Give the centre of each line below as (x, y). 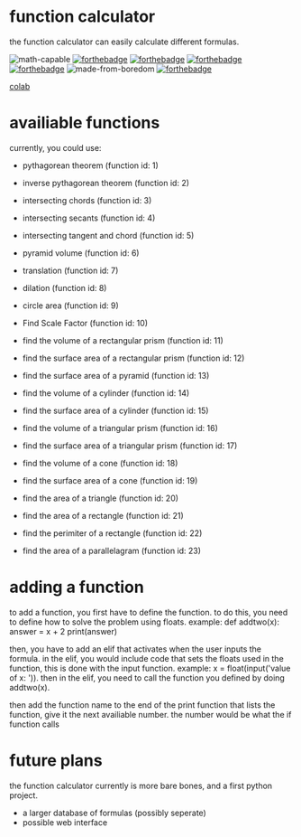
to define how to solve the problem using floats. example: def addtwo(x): (144, 622)
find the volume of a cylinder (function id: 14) (106, 393)
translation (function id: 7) (70, 270)
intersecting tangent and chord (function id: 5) (108, 235)
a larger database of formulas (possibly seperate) (114, 813)
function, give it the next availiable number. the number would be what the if (150, 714)
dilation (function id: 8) (64, 287)
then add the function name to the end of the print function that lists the (142, 705)
